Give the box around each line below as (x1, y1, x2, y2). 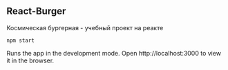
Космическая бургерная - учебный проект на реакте (6, 23, 164, 32)
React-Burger (6, 5, 66, 17)
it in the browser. (6, 56, 55, 65)
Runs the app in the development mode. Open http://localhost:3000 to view (6, 49, 222, 57)
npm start (6, 37, 35, 44)
